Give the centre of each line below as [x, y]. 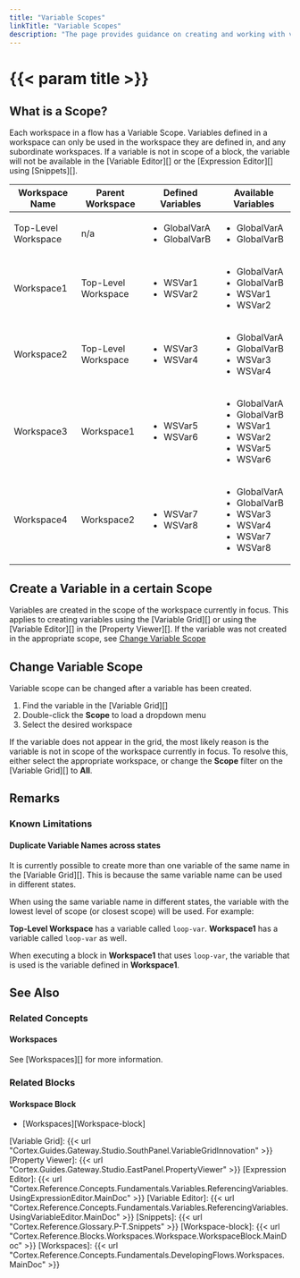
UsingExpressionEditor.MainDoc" [70, 1198]
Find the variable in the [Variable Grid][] [95, 706]
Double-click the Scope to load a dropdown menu [114, 715]
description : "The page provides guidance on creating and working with [147, 34]
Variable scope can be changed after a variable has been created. [131, 688]
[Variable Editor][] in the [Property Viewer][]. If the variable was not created [148, 629]
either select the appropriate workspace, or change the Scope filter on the [146, 761]
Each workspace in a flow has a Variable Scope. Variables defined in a [138, 133]
